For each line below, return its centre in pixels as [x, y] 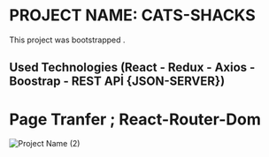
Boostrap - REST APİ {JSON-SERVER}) [117, 82]
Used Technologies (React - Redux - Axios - [132, 67]
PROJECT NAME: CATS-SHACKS [133, 15]
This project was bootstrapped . [67, 40]
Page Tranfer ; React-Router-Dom [135, 119]
